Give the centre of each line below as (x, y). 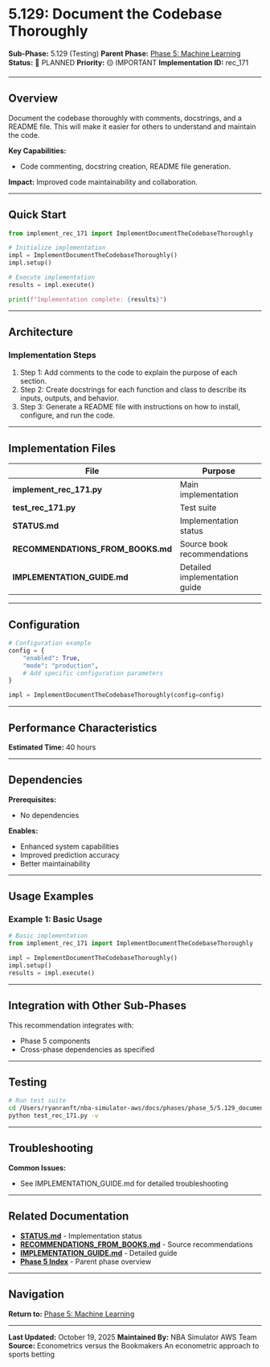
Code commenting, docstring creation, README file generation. (125, 166)
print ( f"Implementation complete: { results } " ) (88, 299)
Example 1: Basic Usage (55, 920)
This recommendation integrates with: (71, 1025)
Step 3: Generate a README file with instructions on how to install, (130, 407)
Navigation (36, 1294)
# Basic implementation (48, 936)
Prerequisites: (33, 800)
